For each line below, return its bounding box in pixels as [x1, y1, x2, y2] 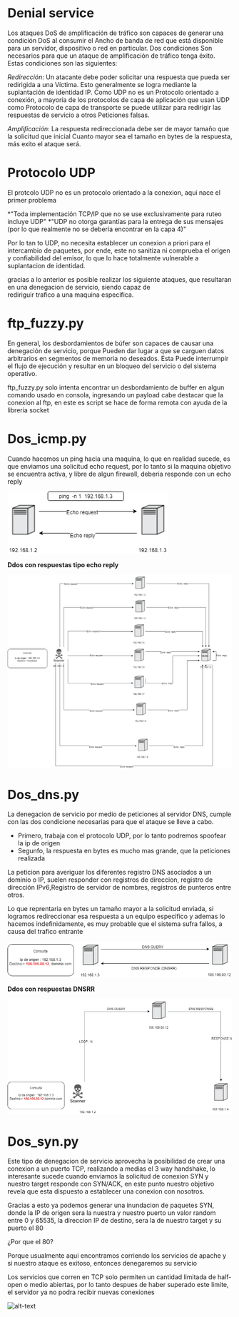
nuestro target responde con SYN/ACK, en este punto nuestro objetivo [7, 1179, 215, 1189]
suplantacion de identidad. [7, 261, 86, 270]
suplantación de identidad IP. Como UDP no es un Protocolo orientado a [7, 88, 219, 96]
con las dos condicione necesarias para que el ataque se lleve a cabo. [7, 818, 214, 826]
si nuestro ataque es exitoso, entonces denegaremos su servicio [7, 1259, 198, 1268]
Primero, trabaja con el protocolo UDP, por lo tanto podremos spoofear [17, 831, 226, 840]
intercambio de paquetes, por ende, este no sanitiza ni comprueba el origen [7, 246, 230, 255]
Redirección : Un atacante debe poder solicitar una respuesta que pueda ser [7, 73, 230, 81]
